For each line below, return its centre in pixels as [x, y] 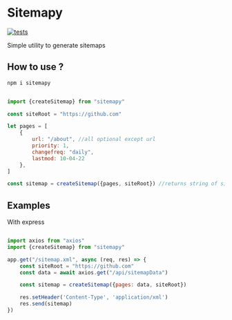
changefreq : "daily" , [63, 152]
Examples [29, 205]
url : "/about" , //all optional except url [94, 140]
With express [26, 222]
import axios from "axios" [46, 241]
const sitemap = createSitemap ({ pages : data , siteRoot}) [103, 285]
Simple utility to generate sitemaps [56, 45]
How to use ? [36, 67]
